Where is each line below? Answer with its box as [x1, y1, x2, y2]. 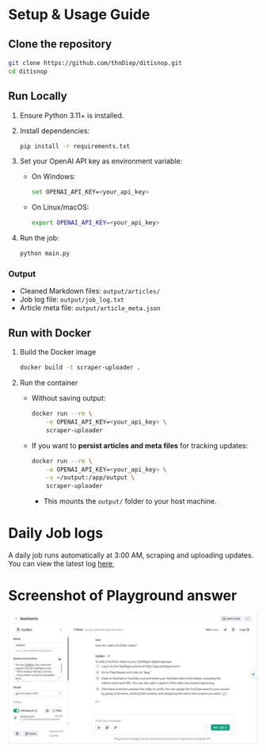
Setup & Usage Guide [8, 6, 150, 24]
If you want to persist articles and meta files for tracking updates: [31, 440, 249, 450]
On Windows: [31, 172, 76, 182]
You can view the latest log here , [8, 559, 115, 569]
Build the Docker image [19, 347, 97, 357]
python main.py [19, 250, 70, 258]
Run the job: [19, 233, 59, 243]
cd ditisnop [8, 67, 47, 75]
